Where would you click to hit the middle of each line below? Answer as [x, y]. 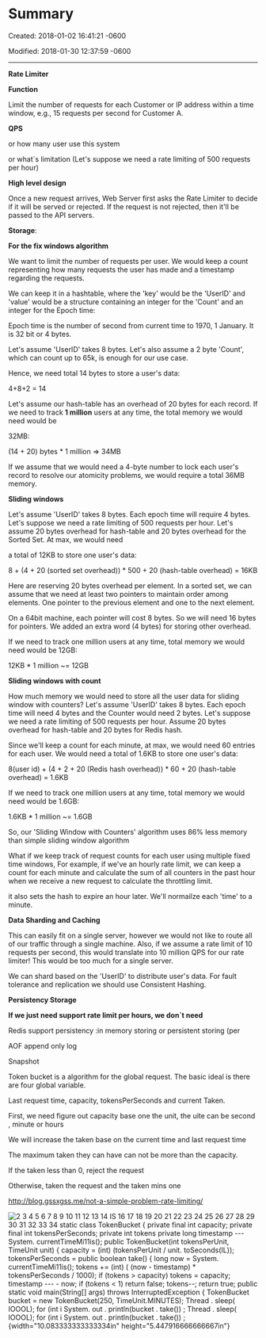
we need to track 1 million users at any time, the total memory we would [125, 412]
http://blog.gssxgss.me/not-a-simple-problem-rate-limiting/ [106, 1201]
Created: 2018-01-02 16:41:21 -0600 [67, 36]
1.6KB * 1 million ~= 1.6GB [50, 816]
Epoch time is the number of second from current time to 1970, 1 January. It [131, 325]
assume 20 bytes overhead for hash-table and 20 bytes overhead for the [127, 531]
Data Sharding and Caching [54, 919]
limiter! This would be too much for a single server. [91, 961]
